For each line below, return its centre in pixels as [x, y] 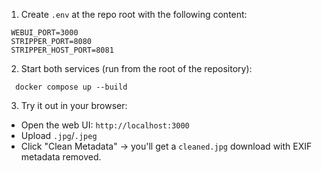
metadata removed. [61, 157]
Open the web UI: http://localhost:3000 [105, 125]
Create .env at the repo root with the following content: [134, 14]
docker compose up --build [71, 87]
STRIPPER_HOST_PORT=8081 [62, 50]
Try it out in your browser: [74, 105]
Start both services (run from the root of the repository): [136, 68]
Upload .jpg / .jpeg [59, 135]
